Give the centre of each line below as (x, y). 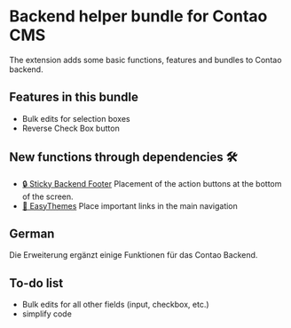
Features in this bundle (74, 97)
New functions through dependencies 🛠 (123, 157)
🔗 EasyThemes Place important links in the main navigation (130, 205)
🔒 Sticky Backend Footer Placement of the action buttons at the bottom (152, 183)
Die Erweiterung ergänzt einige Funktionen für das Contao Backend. (134, 255)
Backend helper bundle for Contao (138, 16)
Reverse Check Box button (71, 128)
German (32, 233)
